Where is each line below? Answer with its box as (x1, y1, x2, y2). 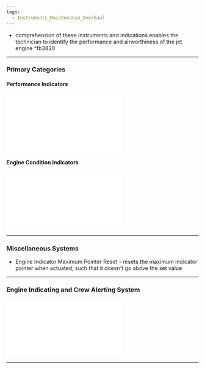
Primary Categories (6, 65, 66, 74)
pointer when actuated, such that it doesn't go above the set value (15, 265, 182, 272)
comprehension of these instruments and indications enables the (15, 31, 179, 38)
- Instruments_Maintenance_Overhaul (12, 15, 105, 21)
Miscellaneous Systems (6, 244, 79, 252)
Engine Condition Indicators (6, 159, 79, 166)
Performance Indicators (6, 81, 68, 88)
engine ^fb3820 (15, 44, 56, 52)
